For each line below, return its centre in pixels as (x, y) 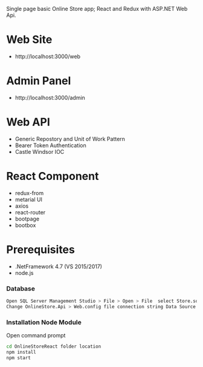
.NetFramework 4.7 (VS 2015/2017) (59, 266)
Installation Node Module (44, 322)
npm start (19, 358)
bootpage (27, 219)
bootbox (25, 225)
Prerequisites (41, 249)
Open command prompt (36, 336)
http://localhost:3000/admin (50, 98)
